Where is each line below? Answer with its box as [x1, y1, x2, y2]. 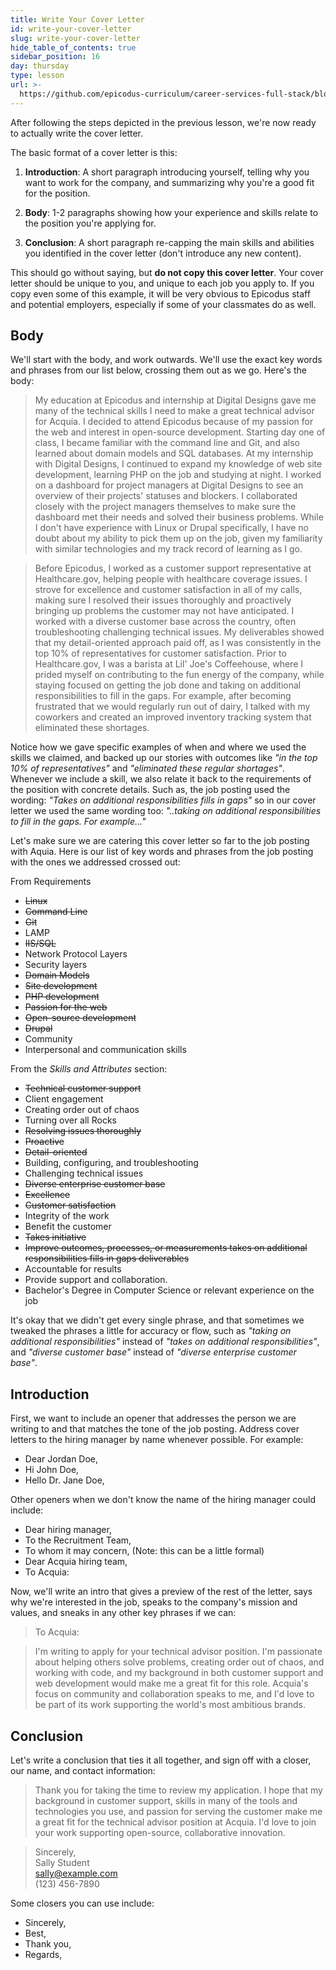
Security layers [24, 959, 88, 971]
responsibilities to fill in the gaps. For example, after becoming [34, 690, 292, 702]
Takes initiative [24, 1231, 87, 1243]
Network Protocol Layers [24, 948, 128, 960]
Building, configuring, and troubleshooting [24, 1157, 199, 1169]
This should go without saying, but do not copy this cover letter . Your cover [10, 266, 324, 278]
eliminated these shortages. [34, 722, 150, 734]
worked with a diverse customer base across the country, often [34, 616, 297, 628]
